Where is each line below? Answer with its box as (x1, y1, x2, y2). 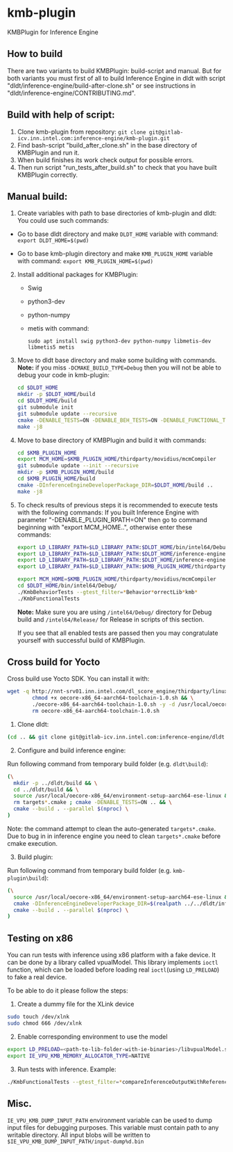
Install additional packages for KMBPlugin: (17, 270, 139, 279)
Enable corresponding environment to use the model (17, 1032, 168, 1041)
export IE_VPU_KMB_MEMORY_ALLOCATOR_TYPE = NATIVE (7, 1052, 150, 1059)
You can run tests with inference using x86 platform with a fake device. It (7, 951, 216, 959)
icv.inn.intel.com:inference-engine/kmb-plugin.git (17, 134, 170, 142)
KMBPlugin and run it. (17, 148, 80, 157)
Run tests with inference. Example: (17, 1065, 116, 1073)
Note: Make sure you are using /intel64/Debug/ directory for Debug (17, 608, 212, 616)
